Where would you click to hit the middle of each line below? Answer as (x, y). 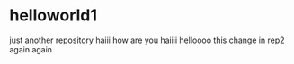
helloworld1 (53, 16)
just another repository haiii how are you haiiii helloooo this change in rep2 (147, 40)
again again (31, 49)
